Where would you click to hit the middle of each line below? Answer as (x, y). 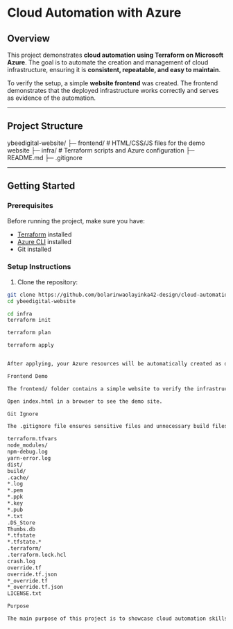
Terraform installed (44, 234)
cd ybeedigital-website (42, 301)
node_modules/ (28, 445)
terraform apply (31, 345)
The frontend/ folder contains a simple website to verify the (101, 389)
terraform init (29, 320)
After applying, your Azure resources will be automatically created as (114, 364)
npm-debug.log (28, 452)
